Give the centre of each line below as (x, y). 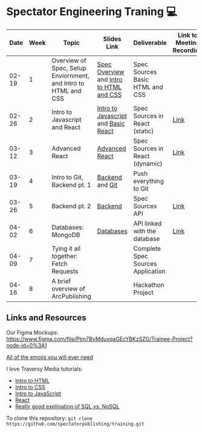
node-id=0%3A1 (27, 345)
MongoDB (66, 235)
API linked (147, 223)
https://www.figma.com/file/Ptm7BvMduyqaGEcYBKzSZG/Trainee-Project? (100, 339)
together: (65, 256)
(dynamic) (148, 163)
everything (149, 181)
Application (150, 271)
